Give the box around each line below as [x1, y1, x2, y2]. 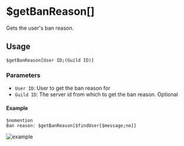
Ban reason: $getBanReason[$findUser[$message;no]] [6, 123, 137, 129]
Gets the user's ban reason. [6, 24, 74, 31]
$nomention [6, 118, 33, 123]
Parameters [6, 71, 40, 79]
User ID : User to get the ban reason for [14, 85, 111, 92]
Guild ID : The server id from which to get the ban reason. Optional [14, 91, 178, 98]
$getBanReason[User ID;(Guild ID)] [6, 57, 94, 64]
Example [6, 104, 28, 112]
